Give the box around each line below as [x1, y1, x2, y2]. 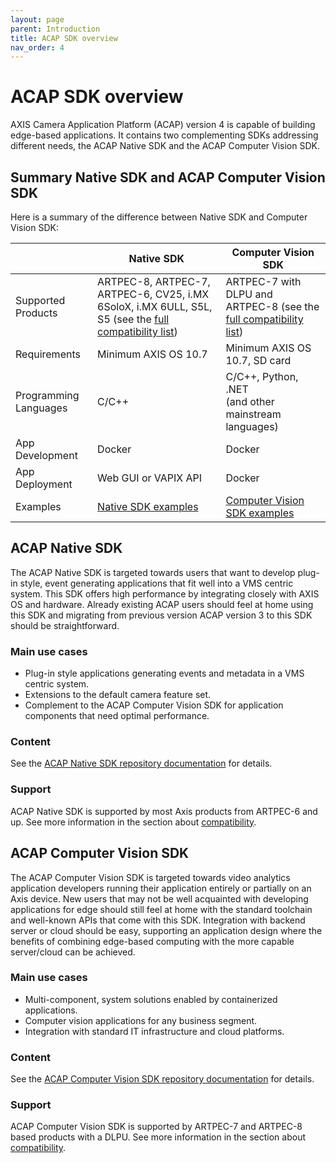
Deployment [15, 477, 73, 491]
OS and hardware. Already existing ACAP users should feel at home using [10, 598, 314, 610]
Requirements [15, 347, 81, 361]
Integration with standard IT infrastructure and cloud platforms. [24, 1025, 285, 1037]
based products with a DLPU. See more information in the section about [10, 1131, 307, 1143]
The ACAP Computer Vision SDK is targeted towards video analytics [10, 871, 291, 883]
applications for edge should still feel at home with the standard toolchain [10, 903, 313, 915]
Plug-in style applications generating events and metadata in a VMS [24, 667, 305, 680]
